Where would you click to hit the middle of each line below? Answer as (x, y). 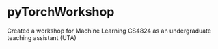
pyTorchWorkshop (61, 12)
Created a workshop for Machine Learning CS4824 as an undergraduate (109, 31)
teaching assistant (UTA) (42, 37)
